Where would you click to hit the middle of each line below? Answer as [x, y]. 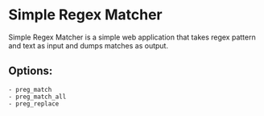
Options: [31, 71]
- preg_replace [34, 104]
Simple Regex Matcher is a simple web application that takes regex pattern [132, 37]
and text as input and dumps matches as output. [89, 45]
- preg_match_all [37, 97]
